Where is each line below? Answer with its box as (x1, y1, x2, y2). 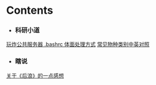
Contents (6, 4, 54, 17)
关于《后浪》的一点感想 (6, 72, 64, 79)
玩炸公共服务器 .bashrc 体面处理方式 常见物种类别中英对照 (6, 41, 150, 48)
